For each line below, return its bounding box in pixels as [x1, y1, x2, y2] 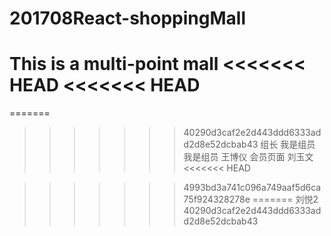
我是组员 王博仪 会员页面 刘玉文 [183, 151, 314, 163]
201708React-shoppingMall [9, 7, 246, 30]
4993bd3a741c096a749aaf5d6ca [183, 182, 322, 194]
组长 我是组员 [260, 138, 316, 151]
